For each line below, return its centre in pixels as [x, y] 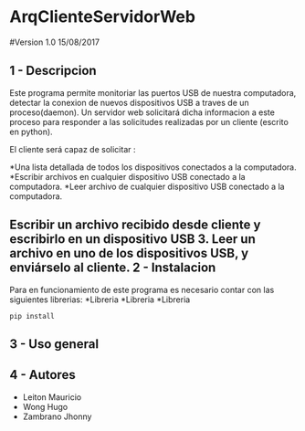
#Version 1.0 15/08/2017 [55, 42]
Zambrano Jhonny [57, 416]
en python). [31, 131]
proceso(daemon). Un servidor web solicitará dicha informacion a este [142, 112]
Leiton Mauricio [52, 397]
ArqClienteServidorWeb [103, 17]
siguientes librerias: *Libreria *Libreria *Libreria [100, 300]
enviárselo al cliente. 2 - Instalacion [113, 268]
